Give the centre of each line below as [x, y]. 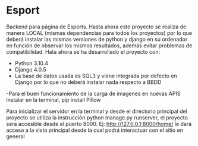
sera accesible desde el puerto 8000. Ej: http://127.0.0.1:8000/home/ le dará [99, 124]
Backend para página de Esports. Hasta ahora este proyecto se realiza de [96, 27]
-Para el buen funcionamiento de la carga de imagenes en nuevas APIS [93, 93]
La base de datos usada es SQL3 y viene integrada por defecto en [96, 76]
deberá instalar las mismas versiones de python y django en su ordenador [97, 39]
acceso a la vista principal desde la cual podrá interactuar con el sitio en [95, 130]
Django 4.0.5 [30, 69]
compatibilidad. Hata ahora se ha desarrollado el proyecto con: [83, 51]
